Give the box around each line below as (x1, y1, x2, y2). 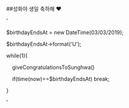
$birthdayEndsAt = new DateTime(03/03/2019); (6, 29, 124, 36)
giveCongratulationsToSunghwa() (11, 64, 95, 71)
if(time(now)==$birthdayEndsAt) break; (11, 76, 110, 82)
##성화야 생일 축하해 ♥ (6, 5, 62, 12)
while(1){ (6, 52, 28, 59)
